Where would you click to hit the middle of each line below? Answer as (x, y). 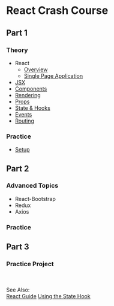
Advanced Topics (32, 186)
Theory (17, 50)
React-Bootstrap (35, 199)
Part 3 (18, 247)
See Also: (18, 290)
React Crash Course (57, 11)
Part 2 (18, 169)
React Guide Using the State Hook (49, 296)
